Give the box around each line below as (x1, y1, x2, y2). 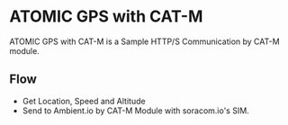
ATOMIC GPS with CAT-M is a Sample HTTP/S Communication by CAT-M (9, 36, 281, 47)
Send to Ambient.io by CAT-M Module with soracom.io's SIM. (22, 105, 249, 116)
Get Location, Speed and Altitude (22, 95, 146, 106)
